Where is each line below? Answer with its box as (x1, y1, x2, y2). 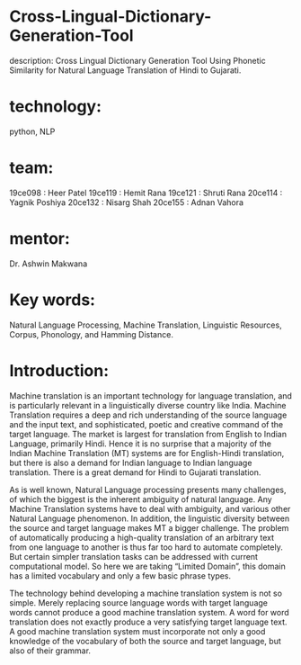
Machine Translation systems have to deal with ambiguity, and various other (9, 503, 291, 514)
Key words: (9, 290, 96, 310)
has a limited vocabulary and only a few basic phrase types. (9, 570, 232, 581)
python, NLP (9, 126, 56, 137)
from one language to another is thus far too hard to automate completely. (9, 542, 283, 553)
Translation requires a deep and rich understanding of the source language (9, 409, 288, 420)
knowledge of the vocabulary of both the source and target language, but (9, 635, 281, 646)
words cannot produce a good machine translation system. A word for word (9, 607, 289, 617)
